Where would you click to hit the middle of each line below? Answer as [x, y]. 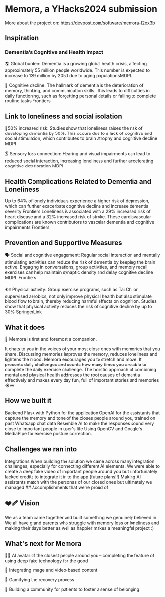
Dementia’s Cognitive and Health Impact [54, 52]
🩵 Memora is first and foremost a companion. [51, 339]
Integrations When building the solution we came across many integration [80, 461]
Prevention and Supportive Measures [64, 243]
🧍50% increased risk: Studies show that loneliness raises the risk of [74, 128]
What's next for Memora [43, 544]
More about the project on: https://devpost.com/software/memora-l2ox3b [80, 23]
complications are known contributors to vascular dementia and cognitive [80, 222]
